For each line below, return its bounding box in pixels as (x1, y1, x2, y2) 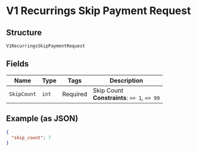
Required (62, 90, 88, 98)
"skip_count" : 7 (11, 135, 51, 140)
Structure (6, 28, 42, 38)
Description (109, 76, 143, 85)
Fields (6, 59, 29, 69)
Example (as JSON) (6, 113, 78, 124)
